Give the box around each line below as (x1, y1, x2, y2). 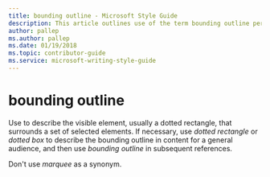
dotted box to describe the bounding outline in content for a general (8, 134, 233, 145)
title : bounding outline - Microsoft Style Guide (8, 11, 178, 20)
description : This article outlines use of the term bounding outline (8, 19, 250, 27)
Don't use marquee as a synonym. (8, 158, 122, 169)
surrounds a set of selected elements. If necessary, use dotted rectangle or (8, 126, 259, 136)
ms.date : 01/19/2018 (8, 42, 78, 50)
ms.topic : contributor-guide (8, 49, 106, 57)
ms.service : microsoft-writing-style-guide (8, 57, 157, 65)
